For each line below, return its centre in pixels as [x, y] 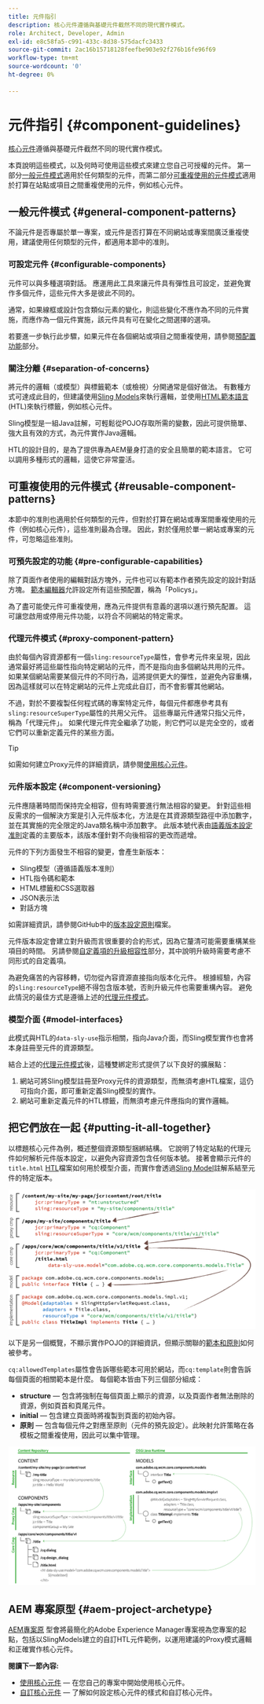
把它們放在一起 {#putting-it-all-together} [110, 1128]
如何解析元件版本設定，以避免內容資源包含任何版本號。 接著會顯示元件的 [133, 1158]
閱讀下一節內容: [33, 1666]
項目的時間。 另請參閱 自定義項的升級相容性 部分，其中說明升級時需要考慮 [126, 951]
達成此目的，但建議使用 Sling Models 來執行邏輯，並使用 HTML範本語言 [135, 396]
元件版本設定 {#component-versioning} [85, 787]
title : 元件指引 [32, 16]
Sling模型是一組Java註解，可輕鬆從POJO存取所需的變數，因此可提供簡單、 [130, 423]
